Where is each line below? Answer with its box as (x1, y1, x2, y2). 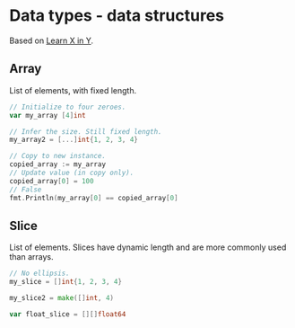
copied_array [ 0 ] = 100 (9, 176, 94, 185)
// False (9, 185, 42, 194)
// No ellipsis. (9, 269, 70, 279)
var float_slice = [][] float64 (9, 309, 126, 319)
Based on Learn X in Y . (9, 35, 94, 46)
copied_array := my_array (9, 160, 106, 169)
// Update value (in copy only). (9, 168, 134, 177)
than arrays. (9, 252, 54, 262)
